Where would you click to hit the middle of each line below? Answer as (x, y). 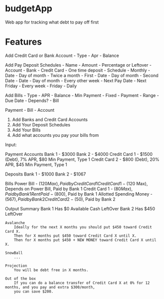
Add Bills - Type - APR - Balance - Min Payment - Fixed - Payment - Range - (82, 95)
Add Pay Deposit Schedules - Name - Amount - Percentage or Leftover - (78, 65)
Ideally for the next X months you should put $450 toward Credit (83, 227)
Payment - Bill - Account (30, 110)
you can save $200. (34, 291)
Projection (16, 266)
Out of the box (21, 278)
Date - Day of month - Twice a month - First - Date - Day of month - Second (82, 75)
